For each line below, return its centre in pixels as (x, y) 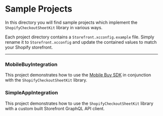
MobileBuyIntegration (31, 64)
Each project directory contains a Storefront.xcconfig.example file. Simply (80, 37)
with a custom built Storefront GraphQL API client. (55, 108)
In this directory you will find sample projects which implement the (71, 22)
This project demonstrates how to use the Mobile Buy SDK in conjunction (78, 75)
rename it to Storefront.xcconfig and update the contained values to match (81, 42)
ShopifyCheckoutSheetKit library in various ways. (54, 27)
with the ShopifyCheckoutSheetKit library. (46, 80)
